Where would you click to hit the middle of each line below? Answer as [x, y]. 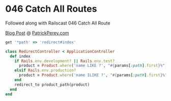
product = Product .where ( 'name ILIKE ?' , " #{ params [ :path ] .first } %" [93, 75]
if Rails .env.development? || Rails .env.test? [65, 61]
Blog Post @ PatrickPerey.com [37, 33]
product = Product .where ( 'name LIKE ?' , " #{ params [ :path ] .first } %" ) [93, 66]
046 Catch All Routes [51, 9]
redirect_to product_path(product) [52, 85]
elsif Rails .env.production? [45, 70]
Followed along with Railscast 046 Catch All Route [58, 23]
